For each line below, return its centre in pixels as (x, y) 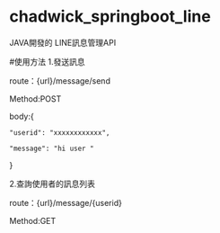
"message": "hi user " (52, 148)
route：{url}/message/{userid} (66, 202)
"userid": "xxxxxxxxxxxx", (60, 132)
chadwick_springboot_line (110, 17)
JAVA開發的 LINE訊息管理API (63, 42)
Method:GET (33, 220)
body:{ (22, 116)
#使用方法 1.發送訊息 (47, 61)
